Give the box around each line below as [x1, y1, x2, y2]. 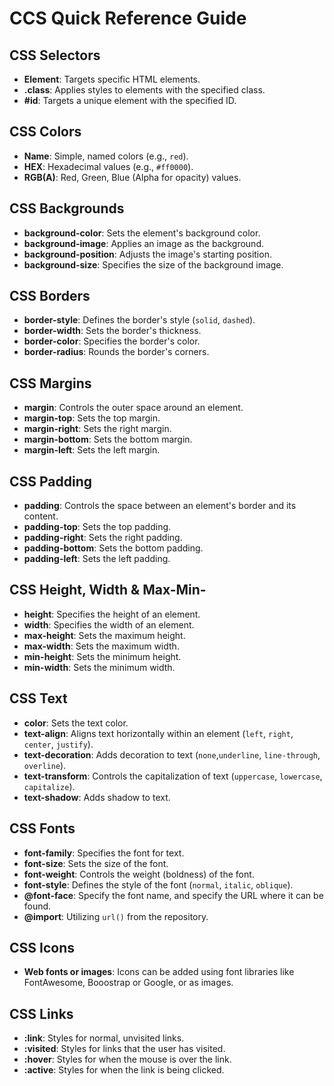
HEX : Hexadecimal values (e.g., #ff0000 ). [23, 160, 194, 172]
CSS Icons [9, 939, 75, 956]
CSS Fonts [9, 820, 76, 837]
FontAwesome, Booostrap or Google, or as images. [23, 977, 234, 989]
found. [23, 900, 52, 912]
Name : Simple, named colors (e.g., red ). [23, 150, 189, 162]
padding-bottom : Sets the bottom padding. [23, 542, 204, 554]
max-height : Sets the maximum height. [23, 629, 186, 641]
